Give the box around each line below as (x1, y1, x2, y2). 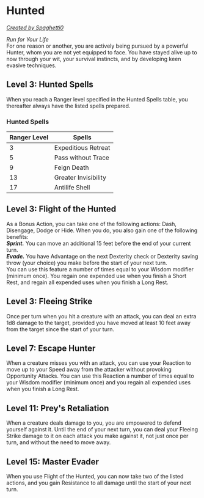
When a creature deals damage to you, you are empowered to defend (6, 419, 181, 427)
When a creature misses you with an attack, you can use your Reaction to (6, 359, 191, 367)
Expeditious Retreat (54, 144, 111, 152)
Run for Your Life (6, 35, 49, 43)
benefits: (6, 233, 29, 240)
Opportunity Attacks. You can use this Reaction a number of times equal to (6, 372, 194, 379)
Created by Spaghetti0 (6, 24, 64, 31)
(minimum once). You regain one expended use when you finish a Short (6, 272, 187, 279)
